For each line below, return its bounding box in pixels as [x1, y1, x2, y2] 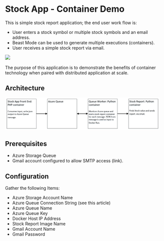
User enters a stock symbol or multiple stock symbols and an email [12, 29, 148, 35]
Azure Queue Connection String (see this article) [12, 200, 111, 206]
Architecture [5, 84, 45, 92]
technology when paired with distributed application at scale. [5, 70, 129, 76]
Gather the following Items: [5, 185, 60, 191]
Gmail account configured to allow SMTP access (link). [12, 158, 124, 164]
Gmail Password [12, 231, 45, 237]
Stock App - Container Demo [5, 3, 125, 15]
